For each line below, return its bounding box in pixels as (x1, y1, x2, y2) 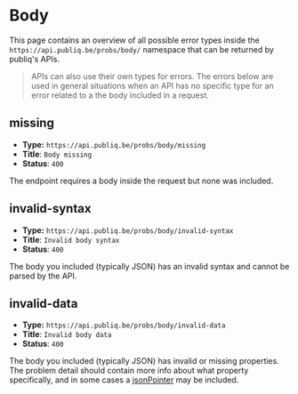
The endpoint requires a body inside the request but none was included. (9, 175, 274, 186)
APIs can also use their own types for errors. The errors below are (30, 70, 274, 81)
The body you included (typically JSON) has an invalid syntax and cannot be (9, 261, 290, 271)
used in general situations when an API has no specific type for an (30, 80, 274, 91)
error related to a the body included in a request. (30, 90, 209, 101)
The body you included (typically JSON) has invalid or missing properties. (9, 356, 280, 366)
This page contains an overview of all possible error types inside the (9, 35, 260, 45)
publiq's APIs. (9, 53, 60, 64)
